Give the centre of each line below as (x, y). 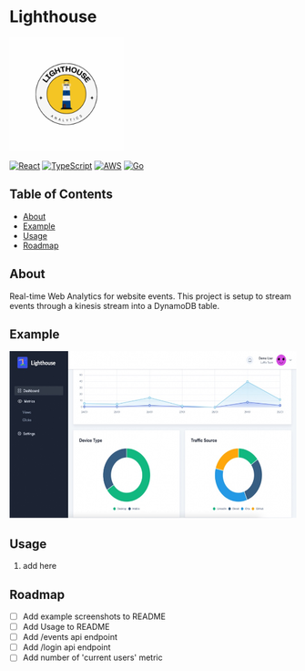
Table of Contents (61, 195)
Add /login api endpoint (66, 647)
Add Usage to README (66, 627)
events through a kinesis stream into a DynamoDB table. (115, 305)
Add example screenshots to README (94, 616)
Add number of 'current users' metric (92, 657)
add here (40, 566)
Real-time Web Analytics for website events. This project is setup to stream (150, 296)
